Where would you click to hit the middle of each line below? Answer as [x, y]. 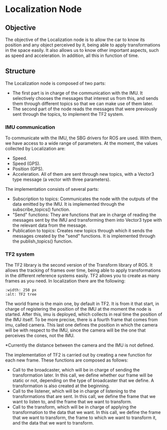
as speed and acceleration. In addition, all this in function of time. [72, 55]
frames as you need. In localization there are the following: [65, 281]
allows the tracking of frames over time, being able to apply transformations [83, 270]
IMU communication [30, 127]
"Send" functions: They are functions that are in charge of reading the [84, 215]
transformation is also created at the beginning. [61, 386]
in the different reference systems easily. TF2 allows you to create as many [82, 276]
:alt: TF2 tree [21, 295]
